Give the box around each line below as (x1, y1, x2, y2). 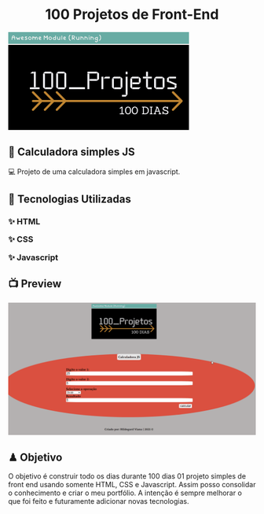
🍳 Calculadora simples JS (8, 146, 135, 159)
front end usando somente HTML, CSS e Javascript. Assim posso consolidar (8, 480, 256, 490)
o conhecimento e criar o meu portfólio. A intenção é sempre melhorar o (8, 488, 242, 497)
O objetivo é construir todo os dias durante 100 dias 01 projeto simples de (8, 471, 246, 481)
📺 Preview (8, 277, 62, 290)
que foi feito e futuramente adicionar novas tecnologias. (8, 497, 189, 506)
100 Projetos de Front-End (45, 6, 219, 24)
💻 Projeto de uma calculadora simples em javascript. (8, 167, 181, 176)
